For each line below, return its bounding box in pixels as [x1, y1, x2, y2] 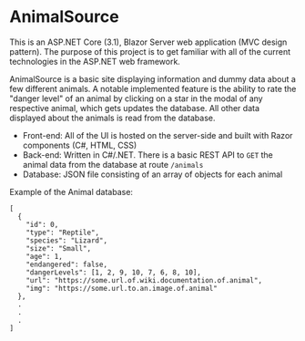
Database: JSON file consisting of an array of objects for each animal [22, 169, 283, 180]
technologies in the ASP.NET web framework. [9, 56, 180, 67]
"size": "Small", [25, 243, 92, 253]
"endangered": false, [25, 260, 107, 269]
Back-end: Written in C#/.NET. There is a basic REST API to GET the [22, 149, 273, 160]
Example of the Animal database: [9, 186, 134, 197]
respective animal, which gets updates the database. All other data [9, 102, 260, 113]
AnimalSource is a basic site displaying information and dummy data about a [9, 73, 296, 84]
